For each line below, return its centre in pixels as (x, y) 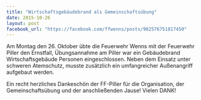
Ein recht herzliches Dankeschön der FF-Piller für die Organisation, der (95, 84)
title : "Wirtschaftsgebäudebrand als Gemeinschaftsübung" (82, 12)
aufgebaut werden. (30, 72)
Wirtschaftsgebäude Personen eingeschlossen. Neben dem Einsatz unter (98, 59)
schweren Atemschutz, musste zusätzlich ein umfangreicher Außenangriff (100, 66)
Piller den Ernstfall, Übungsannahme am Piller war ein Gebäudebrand (93, 53)
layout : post (23, 23)
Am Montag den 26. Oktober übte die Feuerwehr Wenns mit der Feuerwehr (100, 46)
